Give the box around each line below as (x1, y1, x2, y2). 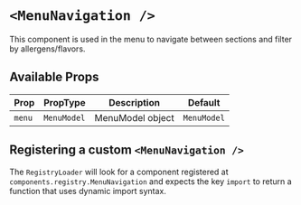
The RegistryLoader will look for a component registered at (9, 166, 229, 177)
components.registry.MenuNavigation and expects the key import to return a (9, 175, 292, 187)
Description (108, 96, 161, 108)
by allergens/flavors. (9, 43, 86, 54)
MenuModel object (94, 111, 174, 124)
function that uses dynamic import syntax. (9, 185, 167, 196)
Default (187, 96, 221, 108)
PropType (43, 96, 86, 108)
